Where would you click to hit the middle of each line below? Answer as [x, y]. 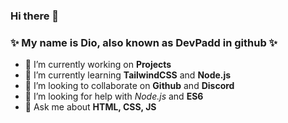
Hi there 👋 [35, 16]
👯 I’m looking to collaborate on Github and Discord [129, 86]
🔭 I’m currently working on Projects [98, 65]
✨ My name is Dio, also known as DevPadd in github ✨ [144, 42]
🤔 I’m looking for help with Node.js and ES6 [114, 96]
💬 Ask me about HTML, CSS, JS [90, 107]
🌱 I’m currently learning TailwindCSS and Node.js [128, 75]
